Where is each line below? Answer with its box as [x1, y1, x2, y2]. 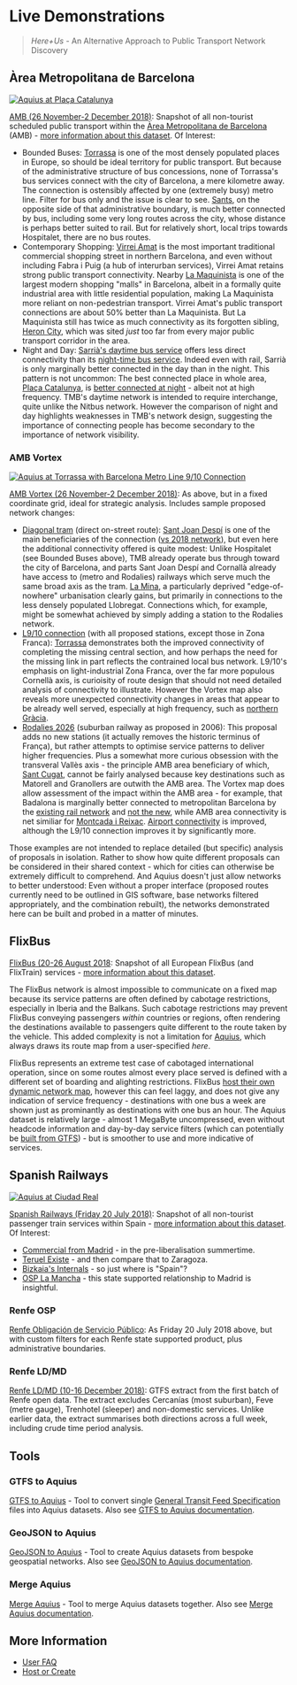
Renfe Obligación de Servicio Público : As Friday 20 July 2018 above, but [9, 1324, 272, 1335]
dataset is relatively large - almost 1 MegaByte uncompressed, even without [9, 1113, 286, 1125]
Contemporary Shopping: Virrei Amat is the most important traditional [21, 241, 276, 251]
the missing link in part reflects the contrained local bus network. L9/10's [21, 657, 287, 667]
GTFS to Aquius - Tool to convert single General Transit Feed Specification [9, 1495, 281, 1505]
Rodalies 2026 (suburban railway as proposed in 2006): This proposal [21, 722, 278, 733]
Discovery [30, 44, 68, 55]
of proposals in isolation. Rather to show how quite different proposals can [9, 852, 280, 863]
